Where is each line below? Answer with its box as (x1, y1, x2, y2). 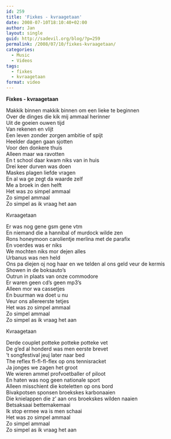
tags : (6, 63, 19, 69)
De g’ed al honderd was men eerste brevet (6, 345, 109, 352)
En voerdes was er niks (6, 241, 62, 249)
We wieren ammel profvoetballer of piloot (6, 370, 106, 377)
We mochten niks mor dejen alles (6, 248, 86, 255)
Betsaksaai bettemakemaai (6, 401, 71, 408)
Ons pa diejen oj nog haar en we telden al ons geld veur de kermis (6, 260, 165, 267)
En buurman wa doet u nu (6, 291, 68, 298)
